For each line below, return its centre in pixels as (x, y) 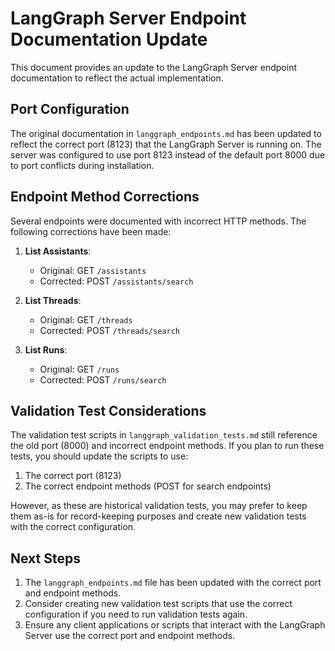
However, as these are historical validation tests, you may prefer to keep (159, 506)
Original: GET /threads (86, 319)
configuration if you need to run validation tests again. (136, 614)
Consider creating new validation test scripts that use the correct (158, 604)
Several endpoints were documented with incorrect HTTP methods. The (158, 221)
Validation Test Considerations (108, 410)
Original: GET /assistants (93, 270)
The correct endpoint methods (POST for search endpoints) (148, 486)
